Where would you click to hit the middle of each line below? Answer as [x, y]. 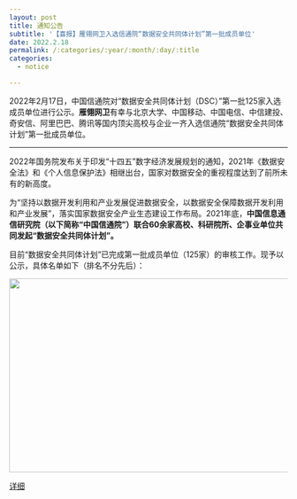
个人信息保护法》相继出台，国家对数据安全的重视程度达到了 [156, 172]
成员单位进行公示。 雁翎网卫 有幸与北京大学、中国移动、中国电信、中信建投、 [148, 112]
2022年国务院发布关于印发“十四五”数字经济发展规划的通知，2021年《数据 [143, 161]
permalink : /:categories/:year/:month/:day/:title [104, 51]
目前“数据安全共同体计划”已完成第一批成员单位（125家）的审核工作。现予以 [147, 254]
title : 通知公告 [36, 26]
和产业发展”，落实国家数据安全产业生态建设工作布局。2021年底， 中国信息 [144, 213]
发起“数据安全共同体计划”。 [68, 235]
